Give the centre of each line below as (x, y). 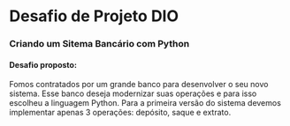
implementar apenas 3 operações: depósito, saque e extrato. (120, 113)
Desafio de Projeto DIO (94, 16)
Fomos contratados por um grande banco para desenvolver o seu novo (139, 85)
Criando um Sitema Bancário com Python (99, 44)
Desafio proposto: (43, 64)
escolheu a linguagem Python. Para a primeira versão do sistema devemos (145, 103)
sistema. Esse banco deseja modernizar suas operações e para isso (133, 93)
